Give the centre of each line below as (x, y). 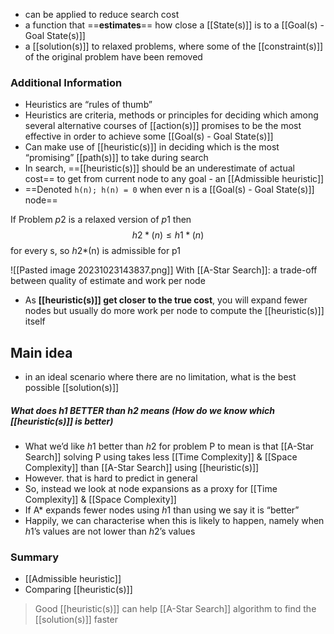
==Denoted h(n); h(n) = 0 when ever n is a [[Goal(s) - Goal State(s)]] (169, 190)
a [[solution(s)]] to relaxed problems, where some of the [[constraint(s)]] (174, 46)
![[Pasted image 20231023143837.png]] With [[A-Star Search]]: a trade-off (164, 270)
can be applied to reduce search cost (102, 14)
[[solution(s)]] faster (76, 620)
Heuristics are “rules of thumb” (88, 105)
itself (35, 321)
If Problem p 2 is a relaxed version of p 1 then (101, 220)
